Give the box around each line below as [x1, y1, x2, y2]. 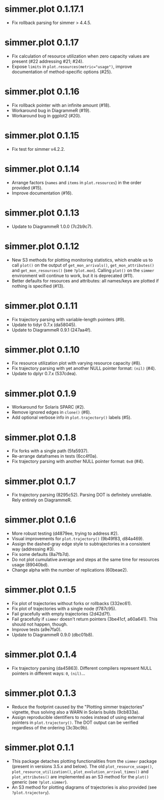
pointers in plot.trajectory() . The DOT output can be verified [11, 719, 138, 725]
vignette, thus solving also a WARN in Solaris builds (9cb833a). [11, 709, 140, 715]
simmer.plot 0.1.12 [4, 241, 80, 251]
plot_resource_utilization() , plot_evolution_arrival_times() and [11, 769, 149, 774]
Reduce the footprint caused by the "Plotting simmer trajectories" [11, 704, 144, 710]
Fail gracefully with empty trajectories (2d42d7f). [11, 611, 111, 617]
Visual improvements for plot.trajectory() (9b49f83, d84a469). [11, 536, 144, 542]
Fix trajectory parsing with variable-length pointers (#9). [11, 316, 126, 322]
